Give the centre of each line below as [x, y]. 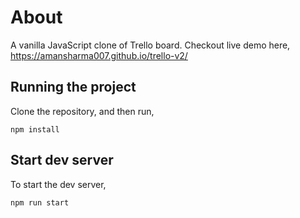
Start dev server [62, 160]
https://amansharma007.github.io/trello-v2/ [99, 55]
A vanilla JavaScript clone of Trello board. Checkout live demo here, [150, 45]
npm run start [40, 202]
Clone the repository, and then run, [82, 111]
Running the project [73, 87]
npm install [35, 129]
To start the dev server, [58, 184]
